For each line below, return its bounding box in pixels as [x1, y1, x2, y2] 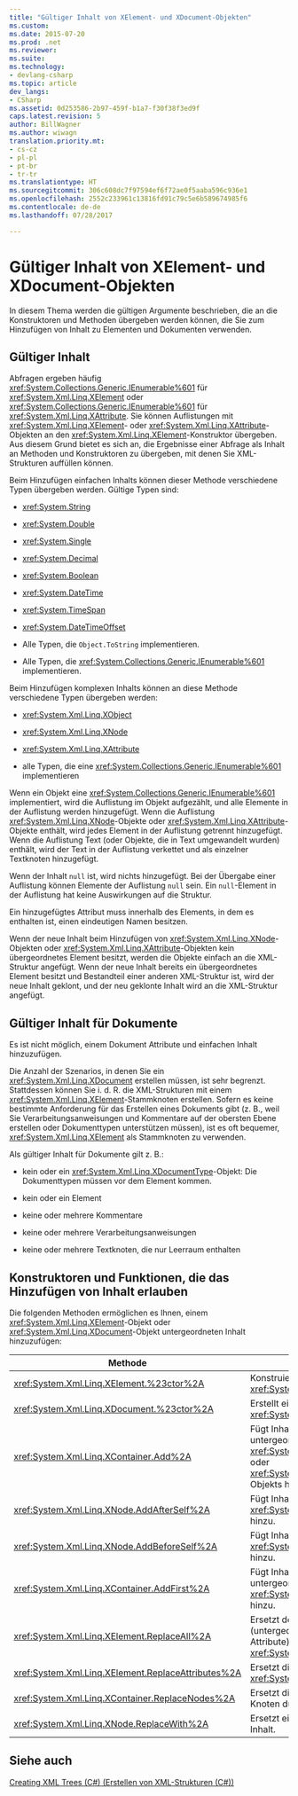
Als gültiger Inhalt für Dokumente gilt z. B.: [9, 1149, 164, 1160]
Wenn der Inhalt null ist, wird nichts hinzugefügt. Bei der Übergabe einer [9, 871, 277, 882]
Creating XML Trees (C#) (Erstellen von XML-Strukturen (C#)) [9, 1776, 235, 1787]
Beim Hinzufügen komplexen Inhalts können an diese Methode [9, 683, 238, 694]
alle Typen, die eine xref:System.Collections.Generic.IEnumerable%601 [21, 761, 282, 772]
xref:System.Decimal [21, 553, 99, 564]
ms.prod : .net [9, 37, 62, 47]
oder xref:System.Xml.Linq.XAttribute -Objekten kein [43, 943, 235, 953]
